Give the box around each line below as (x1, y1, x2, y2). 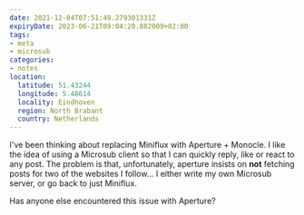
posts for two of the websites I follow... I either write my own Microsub (9, 169, 272, 180)
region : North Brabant (17, 106, 103, 115)
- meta (9, 38, 34, 48)
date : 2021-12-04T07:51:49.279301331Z (9, 13, 156, 23)
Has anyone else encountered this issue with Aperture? (9, 196, 216, 207)
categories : (9, 55, 54, 64)
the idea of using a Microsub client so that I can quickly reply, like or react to (9, 149, 295, 160)
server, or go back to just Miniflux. (9, 178, 138, 189)
